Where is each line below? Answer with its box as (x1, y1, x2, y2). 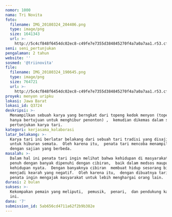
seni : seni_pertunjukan (5, 46, 56, 51)
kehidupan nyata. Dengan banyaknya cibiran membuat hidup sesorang (10, 165, 161, 170)
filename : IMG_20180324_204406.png (10, 22, 86, 27)
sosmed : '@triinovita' (5, 60, 54, 65)
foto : (5, 17, 17, 22)
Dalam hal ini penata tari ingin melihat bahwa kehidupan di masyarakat (10, 156, 168, 161)
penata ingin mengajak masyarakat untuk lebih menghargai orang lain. (10, 175, 164, 180)
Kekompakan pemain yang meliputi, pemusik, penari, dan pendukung (10, 189, 161, 194)
